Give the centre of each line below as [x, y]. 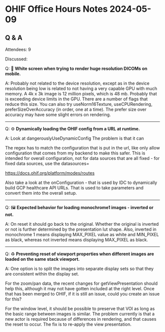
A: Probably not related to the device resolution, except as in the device [77, 83]
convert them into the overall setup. [41, 193]
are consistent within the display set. [42, 274]
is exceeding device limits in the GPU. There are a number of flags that [77, 99]
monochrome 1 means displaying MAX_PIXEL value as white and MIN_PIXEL [82, 234]
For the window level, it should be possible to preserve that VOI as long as [80, 309]
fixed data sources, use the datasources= [47, 164]
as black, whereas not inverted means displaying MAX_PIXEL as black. [77, 240]
